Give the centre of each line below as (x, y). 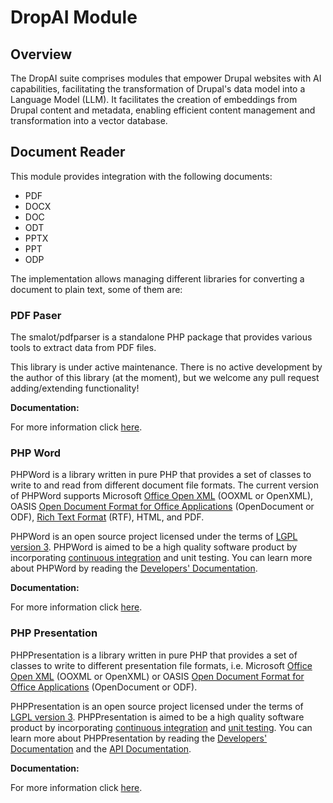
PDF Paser (36, 315)
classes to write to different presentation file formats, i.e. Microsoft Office (161, 665)
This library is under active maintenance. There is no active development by (166, 367)
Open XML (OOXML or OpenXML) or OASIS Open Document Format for (157, 676)
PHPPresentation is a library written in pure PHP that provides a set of (154, 655)
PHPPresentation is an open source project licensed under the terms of (157, 706)
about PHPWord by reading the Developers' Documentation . (134, 568)
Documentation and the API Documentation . (101, 748)
